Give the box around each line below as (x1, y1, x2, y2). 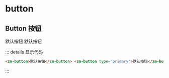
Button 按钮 (5, 24, 42, 32)
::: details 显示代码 (5, 49, 43, 55)
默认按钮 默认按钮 (5, 38, 42, 44)
